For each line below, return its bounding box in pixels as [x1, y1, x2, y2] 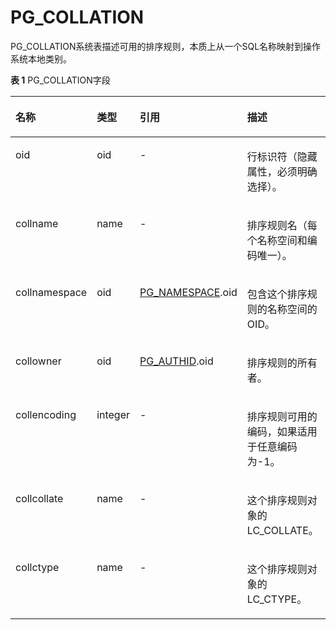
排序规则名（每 [246, 218, 318, 232]
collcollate [15, 491, 64, 505]
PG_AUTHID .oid [139, 354, 214, 368]
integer [96, 407, 131, 421]
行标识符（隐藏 [246, 149, 318, 163]
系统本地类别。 [10, 52, 72, 65]
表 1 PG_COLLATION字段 [10, 74, 111, 86]
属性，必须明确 [246, 164, 318, 178]
